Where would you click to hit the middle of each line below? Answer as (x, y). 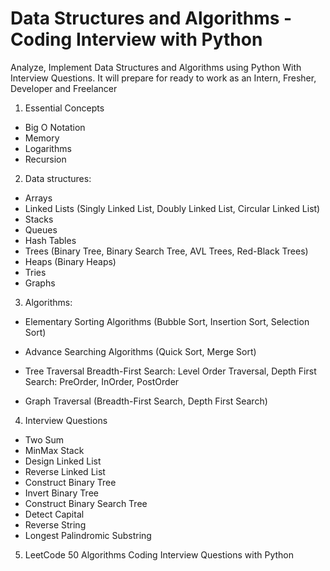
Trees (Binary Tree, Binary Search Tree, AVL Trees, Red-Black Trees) (166, 251)
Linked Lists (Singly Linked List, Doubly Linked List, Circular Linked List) (172, 208)
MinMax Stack (54, 450)
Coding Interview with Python (136, 39)
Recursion (45, 159)
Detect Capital (54, 514)
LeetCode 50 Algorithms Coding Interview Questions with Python (159, 554)
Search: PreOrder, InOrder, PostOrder (102, 381)
